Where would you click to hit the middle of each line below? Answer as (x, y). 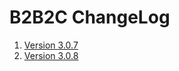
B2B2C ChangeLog (90, 17)
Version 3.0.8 (51, 55)
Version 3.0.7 (51, 45)
